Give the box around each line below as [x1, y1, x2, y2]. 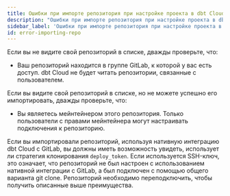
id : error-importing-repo [7, 29, 81, 36]
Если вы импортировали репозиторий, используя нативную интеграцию [7, 138, 220, 146]
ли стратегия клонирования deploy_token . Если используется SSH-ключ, [7, 152, 220, 160]
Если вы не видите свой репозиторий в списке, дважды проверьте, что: [7, 48, 218, 56]
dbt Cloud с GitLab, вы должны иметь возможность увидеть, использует [7, 145, 220, 153]
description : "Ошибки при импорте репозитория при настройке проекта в [7, 16, 216, 23]
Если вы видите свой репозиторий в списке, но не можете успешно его [7, 89, 218, 97]
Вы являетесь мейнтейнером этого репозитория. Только [16, 110, 183, 118]
